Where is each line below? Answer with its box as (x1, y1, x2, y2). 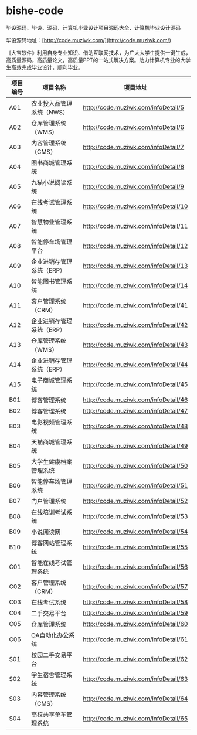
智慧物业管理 (31, 218, 67, 226)
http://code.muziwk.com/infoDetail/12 (83, 241, 188, 250)
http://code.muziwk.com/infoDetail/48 (83, 422, 188, 430)
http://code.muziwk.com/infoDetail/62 (83, 655, 188, 663)
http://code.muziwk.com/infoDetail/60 (83, 620, 188, 628)
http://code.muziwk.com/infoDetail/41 (83, 301, 188, 309)
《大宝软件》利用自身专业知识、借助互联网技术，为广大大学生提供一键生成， (6, 49, 191, 56)
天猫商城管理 (31, 438, 67, 446)
